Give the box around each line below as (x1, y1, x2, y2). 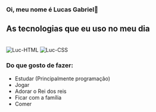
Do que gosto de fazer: (6, 61, 73, 70)
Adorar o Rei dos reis (14, 88, 67, 95)
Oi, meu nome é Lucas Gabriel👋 (6, 5, 98, 14)
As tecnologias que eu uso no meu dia (6, 24, 150, 34)
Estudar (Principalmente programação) (14, 74, 110, 82)
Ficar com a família (14, 94, 62, 101)
